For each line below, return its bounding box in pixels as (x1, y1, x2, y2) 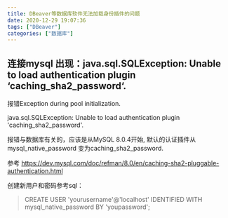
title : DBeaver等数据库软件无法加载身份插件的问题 (7, 10, 140, 18)
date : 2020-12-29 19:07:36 (7, 17, 86, 24)
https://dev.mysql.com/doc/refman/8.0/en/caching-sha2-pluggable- (20, 159, 220, 168)
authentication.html (7, 167, 63, 175)
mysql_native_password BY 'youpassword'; (24, 203, 151, 211)
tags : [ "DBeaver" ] (7, 23, 61, 30)
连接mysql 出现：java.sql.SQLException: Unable (7, 57, 221, 69)
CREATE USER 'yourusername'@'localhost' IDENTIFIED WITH (24, 196, 203, 204)
